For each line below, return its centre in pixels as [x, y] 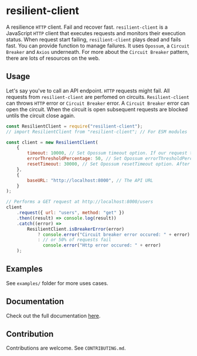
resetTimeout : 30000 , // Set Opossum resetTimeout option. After [109, 164]
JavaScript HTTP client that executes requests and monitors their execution [96, 33]
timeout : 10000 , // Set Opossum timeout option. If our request [107, 153]
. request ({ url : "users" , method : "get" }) [71, 213]
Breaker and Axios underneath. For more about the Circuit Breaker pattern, [98, 52]
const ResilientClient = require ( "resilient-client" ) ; [74, 126]
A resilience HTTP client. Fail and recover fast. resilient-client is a [87, 27]
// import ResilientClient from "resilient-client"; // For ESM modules [97, 132]
